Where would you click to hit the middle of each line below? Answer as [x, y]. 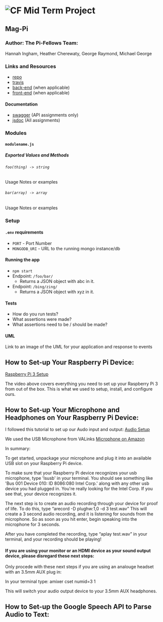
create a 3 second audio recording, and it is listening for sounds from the [79, 514]
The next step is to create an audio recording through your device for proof [81, 504]
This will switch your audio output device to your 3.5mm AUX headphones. [81, 591]
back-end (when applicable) [41, 88]
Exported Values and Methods [37, 155]
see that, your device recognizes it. [41, 494]
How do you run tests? [35, 314]
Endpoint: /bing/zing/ [35, 287]
